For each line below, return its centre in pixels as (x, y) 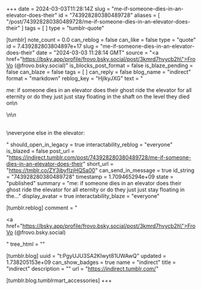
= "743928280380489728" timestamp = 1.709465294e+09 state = (90, 177)
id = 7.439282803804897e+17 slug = (53, 46)
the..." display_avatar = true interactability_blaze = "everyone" (83, 196)
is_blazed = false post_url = (41, 151)
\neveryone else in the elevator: (46, 133)
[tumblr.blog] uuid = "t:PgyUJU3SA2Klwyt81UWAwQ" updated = (86, 256)
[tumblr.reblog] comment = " (42, 208)
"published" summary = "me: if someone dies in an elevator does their (94, 183)
